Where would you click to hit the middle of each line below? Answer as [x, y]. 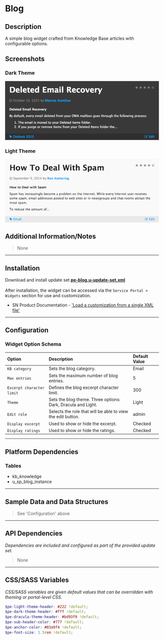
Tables [13, 465]
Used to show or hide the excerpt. [83, 423]
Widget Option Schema [33, 344]
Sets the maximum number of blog [83, 375]
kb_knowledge [27, 477]
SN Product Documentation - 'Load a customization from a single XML [83, 305]
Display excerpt [24, 424]
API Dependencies [34, 533]
